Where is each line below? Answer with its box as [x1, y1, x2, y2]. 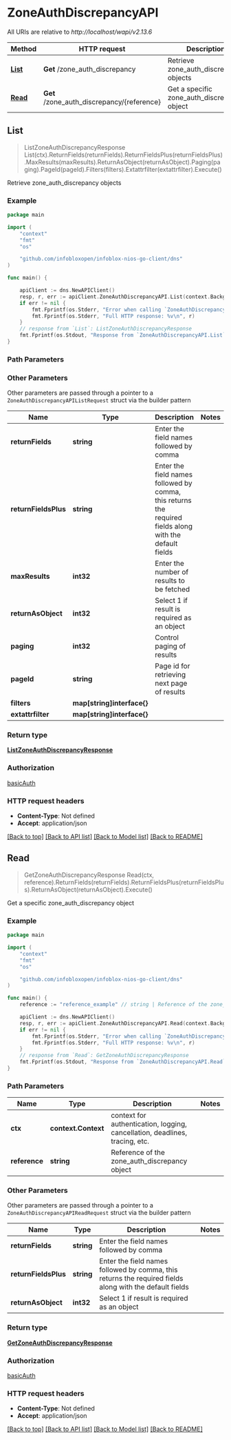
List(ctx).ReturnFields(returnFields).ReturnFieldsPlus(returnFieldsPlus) [23, 150, 223, 159]
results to [154, 576, 186, 586]
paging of [154, 642, 186, 651]
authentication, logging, [111, 1119, 188, 1129]
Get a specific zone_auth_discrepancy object [7, 898, 135, 907]
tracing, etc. [111, 1136, 150, 1146]
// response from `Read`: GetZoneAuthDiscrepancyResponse [19, 1052, 189, 1059]
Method [10, 43, 37, 53]
